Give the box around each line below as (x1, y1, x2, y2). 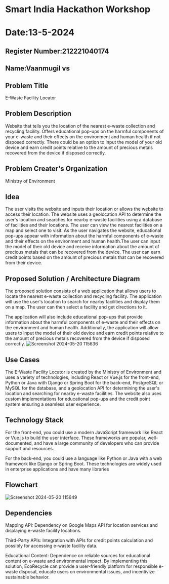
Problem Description (5, 109, 72, 118)
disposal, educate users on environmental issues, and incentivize (19, 569, 155, 575)
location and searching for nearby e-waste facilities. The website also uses (5, 391, 162, 397)
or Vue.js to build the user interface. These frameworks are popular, (5, 435, 147, 441)
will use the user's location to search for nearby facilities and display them (5, 299, 160, 305)
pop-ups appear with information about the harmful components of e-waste (5, 233, 163, 239)
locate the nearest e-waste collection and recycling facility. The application (5, 293, 162, 299)
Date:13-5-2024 (5, 27, 75, 38)
